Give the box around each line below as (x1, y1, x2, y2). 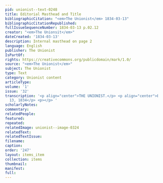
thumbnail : (5, 162, 27, 166)
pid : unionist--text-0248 (5, 7, 57, 12)
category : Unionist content (5, 75, 62, 80)
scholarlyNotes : (5, 102, 38, 107)
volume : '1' (5, 84, 29, 89)
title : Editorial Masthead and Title (5, 12, 81, 17)
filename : (5, 139, 25, 144)
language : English (5, 43, 42, 48)
